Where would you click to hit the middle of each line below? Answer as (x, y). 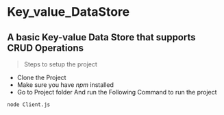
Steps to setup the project (61, 64)
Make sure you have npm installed (65, 85)
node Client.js (29, 105)
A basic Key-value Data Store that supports (102, 37)
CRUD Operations (46, 48)
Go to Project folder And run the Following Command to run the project (117, 92)
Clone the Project (41, 77)
